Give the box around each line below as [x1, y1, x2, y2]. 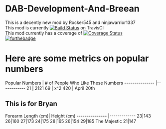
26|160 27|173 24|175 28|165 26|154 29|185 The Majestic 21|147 [5, 118, 136, 124]
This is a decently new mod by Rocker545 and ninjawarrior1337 [5, 19, 136, 25]
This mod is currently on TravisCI [5, 24, 104, 30]
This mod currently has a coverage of [5, 30, 82, 36]
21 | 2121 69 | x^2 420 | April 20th [26, 85, 95, 91]
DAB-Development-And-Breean [5, 3, 140, 14]
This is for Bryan [5, 100, 57, 108]
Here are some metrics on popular [5, 53, 149, 64]
